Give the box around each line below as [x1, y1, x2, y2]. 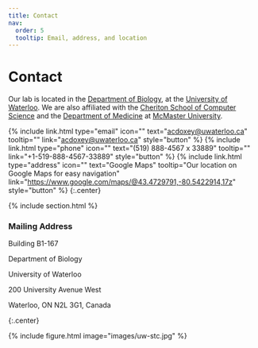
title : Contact [8, 11, 59, 20]
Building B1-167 [8, 239, 59, 249]
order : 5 [15, 26, 44, 34]
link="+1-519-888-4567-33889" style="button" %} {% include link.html [8, 152, 242, 161]
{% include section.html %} [8, 201, 98, 211]
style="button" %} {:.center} [8, 186, 102, 195]
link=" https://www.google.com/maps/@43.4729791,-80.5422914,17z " [8, 177, 237, 187]
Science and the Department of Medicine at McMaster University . [8, 111, 223, 121]
